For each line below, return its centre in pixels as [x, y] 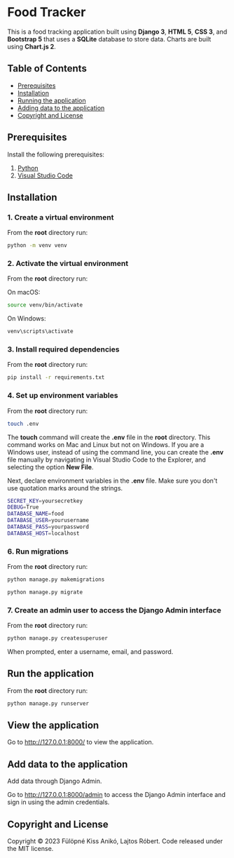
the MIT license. [30, 849]
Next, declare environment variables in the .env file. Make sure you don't [112, 481]
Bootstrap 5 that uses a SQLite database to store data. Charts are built [109, 39]
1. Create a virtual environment [61, 217]
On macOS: [24, 293]
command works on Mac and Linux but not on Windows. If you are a [106, 444]
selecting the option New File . [50, 467]
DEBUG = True [23, 507]
